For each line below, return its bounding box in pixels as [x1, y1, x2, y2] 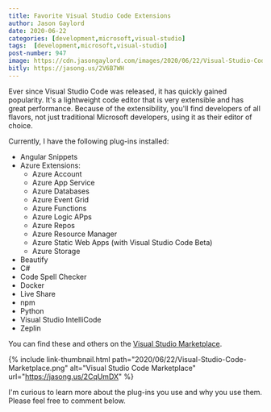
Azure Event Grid [31, 194, 90, 204]
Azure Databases [31, 186, 90, 196]
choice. [8, 120, 34, 130]
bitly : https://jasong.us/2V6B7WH [8, 65, 125, 73]
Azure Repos [31, 220, 75, 230]
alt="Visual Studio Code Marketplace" [69, 363, 196, 372]
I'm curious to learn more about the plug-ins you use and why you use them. [8, 387, 263, 397]
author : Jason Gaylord [8, 19, 85, 27]
